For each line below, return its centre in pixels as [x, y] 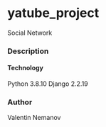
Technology [26, 68]
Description [28, 51]
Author [20, 102]
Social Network [30, 33]
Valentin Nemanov [34, 118]
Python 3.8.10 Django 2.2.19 [48, 84]
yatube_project [53, 13]
